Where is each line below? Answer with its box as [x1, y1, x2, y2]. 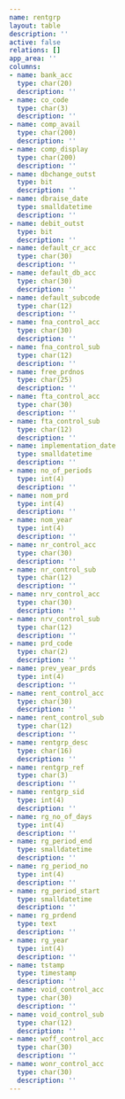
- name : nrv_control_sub [9, 614, 100, 623]
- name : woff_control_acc [9, 1034, 104, 1044]
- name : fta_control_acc [9, 392, 100, 401]
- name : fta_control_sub [9, 417, 100, 425]
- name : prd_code [9, 639, 73, 648]
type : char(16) [17, 746, 73, 755]
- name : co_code [9, 95, 69, 105]
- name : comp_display [9, 144, 89, 153]
